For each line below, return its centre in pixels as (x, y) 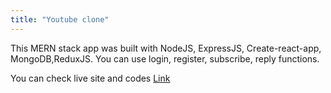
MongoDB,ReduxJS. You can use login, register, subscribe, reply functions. (165, 58)
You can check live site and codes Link (90, 78)
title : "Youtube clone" (60, 19)
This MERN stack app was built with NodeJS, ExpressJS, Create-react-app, (166, 48)
